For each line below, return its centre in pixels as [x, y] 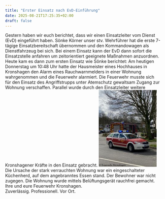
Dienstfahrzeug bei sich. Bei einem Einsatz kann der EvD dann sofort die [79, 51]
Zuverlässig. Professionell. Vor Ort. [40, 191]
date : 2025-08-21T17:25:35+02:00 [39, 15]
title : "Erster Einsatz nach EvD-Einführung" [52, 10]
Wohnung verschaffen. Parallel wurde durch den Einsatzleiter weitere [75, 87]
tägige [12, 46]
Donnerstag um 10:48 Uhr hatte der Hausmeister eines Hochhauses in [76, 67]
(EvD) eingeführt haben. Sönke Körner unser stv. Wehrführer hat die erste [80, 41]
